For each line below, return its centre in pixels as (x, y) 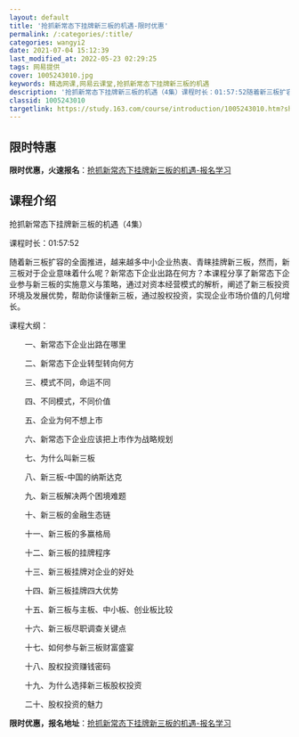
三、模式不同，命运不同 (68, 382)
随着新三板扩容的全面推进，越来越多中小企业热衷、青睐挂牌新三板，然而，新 (149, 262)
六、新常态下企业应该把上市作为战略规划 (99, 438)
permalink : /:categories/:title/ (71, 34)
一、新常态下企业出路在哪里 (75, 344)
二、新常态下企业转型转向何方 (79, 363)
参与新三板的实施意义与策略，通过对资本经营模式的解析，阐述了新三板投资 (153, 284)
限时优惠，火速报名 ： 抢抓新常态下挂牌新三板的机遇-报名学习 (120, 170)
